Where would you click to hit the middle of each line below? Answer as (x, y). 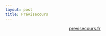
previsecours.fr (85, 28)
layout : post (19, 10)
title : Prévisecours (27, 14)
